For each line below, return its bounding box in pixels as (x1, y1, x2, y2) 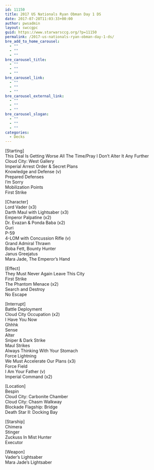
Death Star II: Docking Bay (5, 409, 58, 415)
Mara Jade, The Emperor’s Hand (5, 256, 70, 262)
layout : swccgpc (5, 25, 38, 30)
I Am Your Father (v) (5, 369, 45, 375)
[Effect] (5, 266, 20, 271)
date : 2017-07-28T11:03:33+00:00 (5, 16, 73, 21)
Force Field (5, 363, 28, 369)
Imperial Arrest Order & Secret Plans (5, 163, 78, 169)
